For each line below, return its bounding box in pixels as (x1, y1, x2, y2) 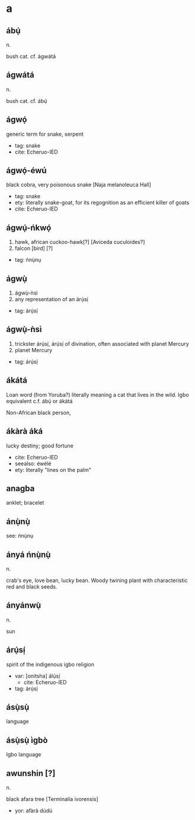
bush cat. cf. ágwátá (6, 53, 56, 60)
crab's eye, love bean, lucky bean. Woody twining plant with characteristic (6, 577, 188, 584)
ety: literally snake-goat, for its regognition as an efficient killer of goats (14, 199, 190, 206)
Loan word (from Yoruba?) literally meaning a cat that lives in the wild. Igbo (6, 391, 189, 398)
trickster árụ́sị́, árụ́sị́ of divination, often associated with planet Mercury (14, 340, 190, 347)
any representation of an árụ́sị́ (14, 296, 89, 303)
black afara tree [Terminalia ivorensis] (6, 796, 99, 802)
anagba (6, 483, 35, 493)
